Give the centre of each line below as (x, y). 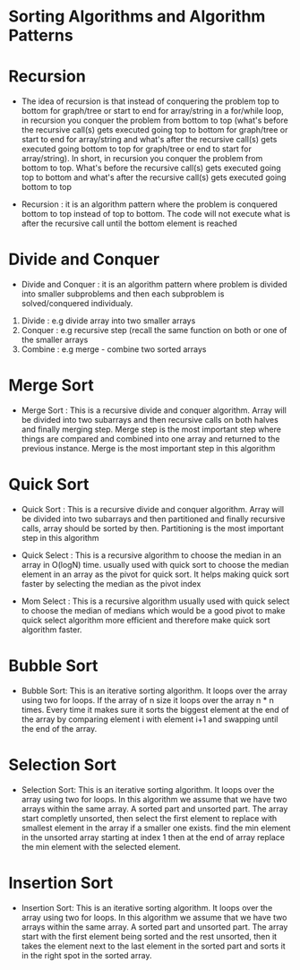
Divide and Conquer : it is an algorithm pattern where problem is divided (154, 285)
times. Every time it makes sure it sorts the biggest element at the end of (155, 709)
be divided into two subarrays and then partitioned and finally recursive (153, 519)
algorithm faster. (51, 630)
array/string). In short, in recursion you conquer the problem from (142, 159)
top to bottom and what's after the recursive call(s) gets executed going (154, 177)
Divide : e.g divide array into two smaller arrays (108, 321)
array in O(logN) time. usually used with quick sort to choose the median (155, 564)
